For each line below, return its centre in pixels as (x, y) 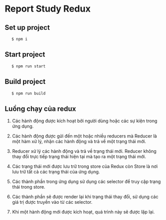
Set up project (27, 28)
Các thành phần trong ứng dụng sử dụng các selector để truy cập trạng (86, 182)
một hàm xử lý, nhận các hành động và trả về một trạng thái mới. (79, 142)
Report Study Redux (48, 9)
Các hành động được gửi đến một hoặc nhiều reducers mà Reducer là (85, 136)
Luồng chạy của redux (40, 109)
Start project (25, 54)
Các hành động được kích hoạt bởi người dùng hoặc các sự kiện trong (85, 121)
